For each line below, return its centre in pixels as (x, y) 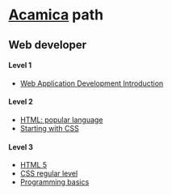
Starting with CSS (49, 128)
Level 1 (20, 66)
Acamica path (56, 15)
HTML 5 (34, 165)
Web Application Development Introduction (92, 83)
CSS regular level (49, 174)
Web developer (48, 45)
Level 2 (21, 102)
